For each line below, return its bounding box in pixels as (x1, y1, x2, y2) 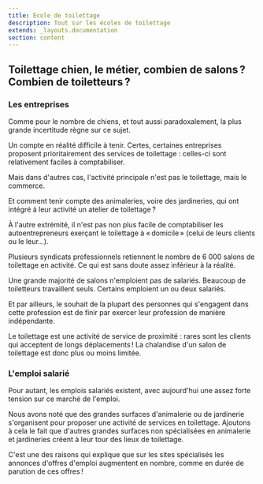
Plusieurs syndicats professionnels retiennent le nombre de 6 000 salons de (8, 252, 255, 261)
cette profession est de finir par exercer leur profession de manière (8, 307, 226, 317)
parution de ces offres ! (8, 467, 84, 476)
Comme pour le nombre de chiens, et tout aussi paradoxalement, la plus (8, 116, 243, 126)
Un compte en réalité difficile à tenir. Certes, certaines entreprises (8, 140, 222, 150)
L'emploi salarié (8, 368, 70, 379)
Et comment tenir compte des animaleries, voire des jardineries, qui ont (8, 196, 239, 205)
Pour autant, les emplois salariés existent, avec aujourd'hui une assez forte (8, 386, 251, 396)
